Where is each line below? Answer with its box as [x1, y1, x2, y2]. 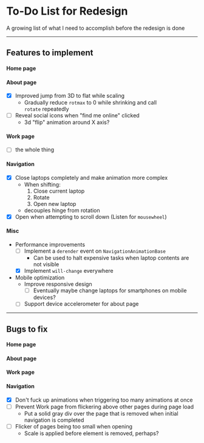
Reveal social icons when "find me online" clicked [15, 112, 140, 119]
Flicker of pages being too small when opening [15, 422, 132, 430]
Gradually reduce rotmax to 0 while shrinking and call [24, 99, 157, 106]
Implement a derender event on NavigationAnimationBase [24, 247, 166, 255]
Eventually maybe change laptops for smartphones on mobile [33, 287, 187, 294]
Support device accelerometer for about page [24, 300, 139, 307]
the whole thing [15, 146, 55, 153]
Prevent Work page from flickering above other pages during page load [15, 403, 194, 410]
